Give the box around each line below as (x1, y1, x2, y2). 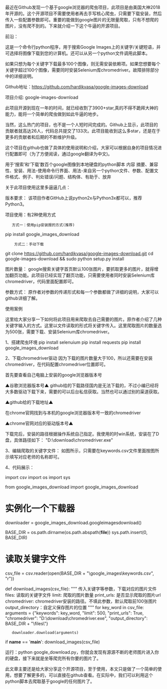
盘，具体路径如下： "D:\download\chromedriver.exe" (5, 437, 113, 443)
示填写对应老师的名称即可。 (5, 454, 62, 459)
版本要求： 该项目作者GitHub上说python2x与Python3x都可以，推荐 (5, 195, 143, 201)
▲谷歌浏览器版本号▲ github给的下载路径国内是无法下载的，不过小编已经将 (5, 383, 159, 388)
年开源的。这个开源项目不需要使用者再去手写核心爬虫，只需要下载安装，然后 (5, 10, 162, 16)
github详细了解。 (5, 295, 40, 301)
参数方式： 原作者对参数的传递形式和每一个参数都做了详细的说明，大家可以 (5, 289, 159, 295)
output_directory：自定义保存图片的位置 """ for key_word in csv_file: (5, 604, 144, 610)
